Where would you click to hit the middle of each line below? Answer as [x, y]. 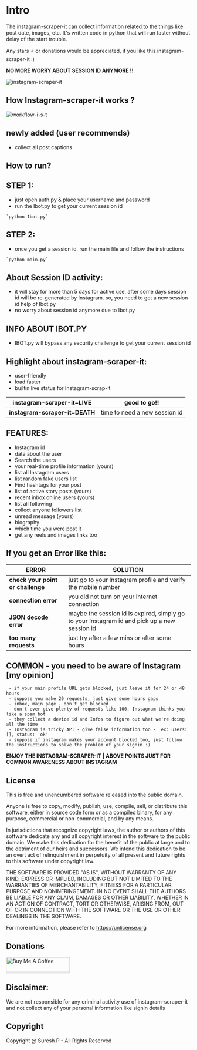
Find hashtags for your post [48, 484]
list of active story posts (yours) [53, 491]
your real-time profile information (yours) [64, 466]
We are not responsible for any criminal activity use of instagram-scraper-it [97, 1001]
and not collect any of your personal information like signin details [86, 1008]
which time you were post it [48, 529]
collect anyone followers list [48, 510]
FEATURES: [27, 433]
